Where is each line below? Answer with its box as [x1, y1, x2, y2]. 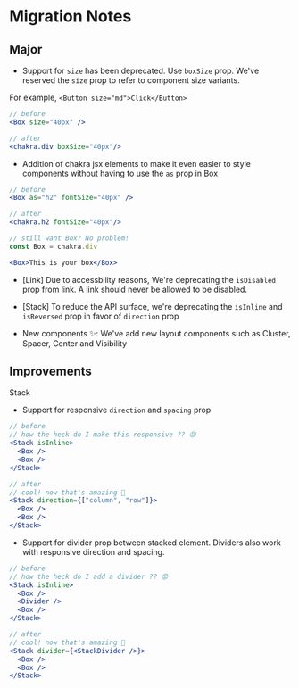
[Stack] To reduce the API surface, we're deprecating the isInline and [21, 301, 283, 311]
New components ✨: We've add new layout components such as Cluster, [21, 327, 292, 338]
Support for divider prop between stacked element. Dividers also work [21, 537, 281, 548]
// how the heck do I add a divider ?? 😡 [9, 572, 169, 581]
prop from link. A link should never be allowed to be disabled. [21, 284, 248, 294]
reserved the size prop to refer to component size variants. [21, 75, 240, 86]
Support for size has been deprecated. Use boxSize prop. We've [21, 65, 260, 76]
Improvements [9, 364, 92, 379]
